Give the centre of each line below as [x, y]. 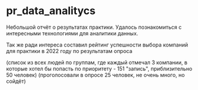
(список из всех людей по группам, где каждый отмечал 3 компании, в [97, 62]
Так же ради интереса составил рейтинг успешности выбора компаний [97, 45]
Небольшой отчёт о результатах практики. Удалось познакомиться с [94, 27]
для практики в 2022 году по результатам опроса [69, 51]
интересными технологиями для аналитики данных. [72, 33]
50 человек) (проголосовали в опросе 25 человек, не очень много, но [95, 75]
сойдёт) [16, 81]
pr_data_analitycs [51, 11]
